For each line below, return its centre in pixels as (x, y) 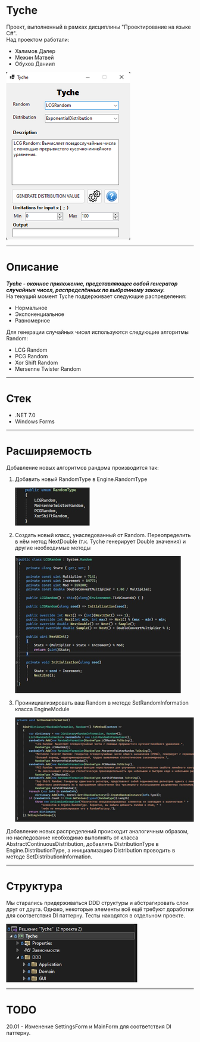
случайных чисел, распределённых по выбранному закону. (86, 290)
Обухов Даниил (35, 64)
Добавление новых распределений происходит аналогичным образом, (98, 831)
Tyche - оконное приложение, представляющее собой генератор (92, 283)
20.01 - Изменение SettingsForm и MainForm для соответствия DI (89, 1027)
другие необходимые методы (53, 548)
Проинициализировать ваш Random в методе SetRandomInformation (102, 703)
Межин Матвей (34, 57)
